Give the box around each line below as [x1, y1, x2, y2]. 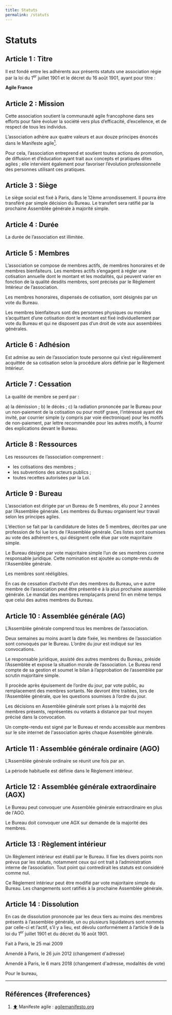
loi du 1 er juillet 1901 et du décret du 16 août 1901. [5, 930, 109, 937]
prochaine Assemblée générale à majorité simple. [5, 205, 110, 212]
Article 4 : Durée [5, 220, 59, 229]
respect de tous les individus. [5, 123, 68, 130]
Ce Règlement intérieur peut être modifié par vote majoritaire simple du [5, 879, 156, 886]
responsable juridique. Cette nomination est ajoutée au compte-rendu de [5, 555, 159, 561]
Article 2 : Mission [5, 99, 65, 108]
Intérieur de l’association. [5, 284, 58, 290]
